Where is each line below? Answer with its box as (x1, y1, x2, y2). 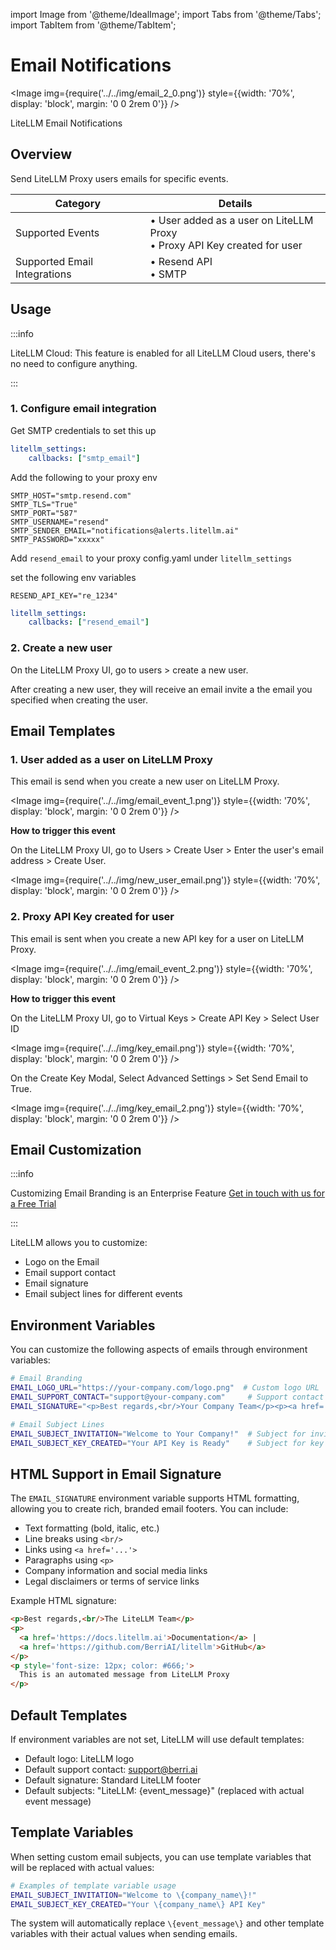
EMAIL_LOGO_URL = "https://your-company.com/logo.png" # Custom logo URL (10, 1383, 320, 1393)
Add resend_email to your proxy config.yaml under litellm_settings (10, 552, 293, 564)
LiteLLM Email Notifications (10, 117, 123, 129)
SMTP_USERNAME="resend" (10, 517, 110, 527)
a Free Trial (10, 1198, 57, 1210)
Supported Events (15, 225, 100, 239)
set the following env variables (10, 571, 137, 583)
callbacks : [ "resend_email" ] (28, 617, 150, 628)
